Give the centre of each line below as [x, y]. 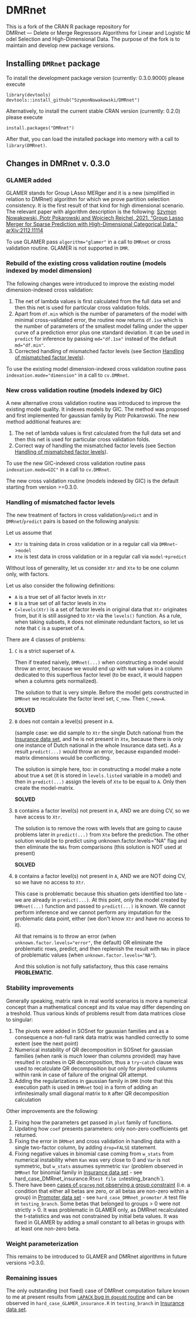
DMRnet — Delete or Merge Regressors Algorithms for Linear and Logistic [95, 32]
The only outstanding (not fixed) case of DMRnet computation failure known [98, 1291]
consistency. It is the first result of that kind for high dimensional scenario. [95, 206]
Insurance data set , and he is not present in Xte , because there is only [99, 739]
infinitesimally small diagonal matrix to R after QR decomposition [92, 1093]
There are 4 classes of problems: [46, 640]
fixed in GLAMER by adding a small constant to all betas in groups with [100, 1222]
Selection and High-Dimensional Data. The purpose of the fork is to [99, 39]
